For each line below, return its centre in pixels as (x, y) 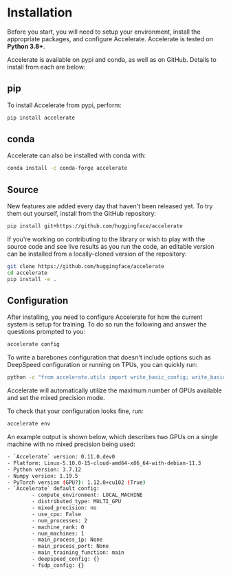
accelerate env (29, 424)
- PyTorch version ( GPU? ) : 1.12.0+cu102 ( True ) (77, 483)
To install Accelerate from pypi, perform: (64, 105)
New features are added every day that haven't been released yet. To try (110, 206)
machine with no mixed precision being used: (71, 444)
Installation (40, 13)
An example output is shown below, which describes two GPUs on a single (113, 437)
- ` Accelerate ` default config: (53, 489)
